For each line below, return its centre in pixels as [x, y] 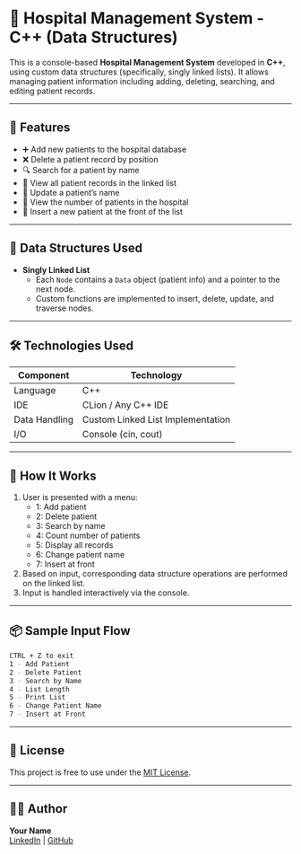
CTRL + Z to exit [42, 656]
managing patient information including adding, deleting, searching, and [142, 81]
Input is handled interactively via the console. [106, 593]
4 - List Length [39, 689]
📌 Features [40, 128]
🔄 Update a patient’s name [71, 192]
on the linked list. [54, 584]
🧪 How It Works [53, 475]
